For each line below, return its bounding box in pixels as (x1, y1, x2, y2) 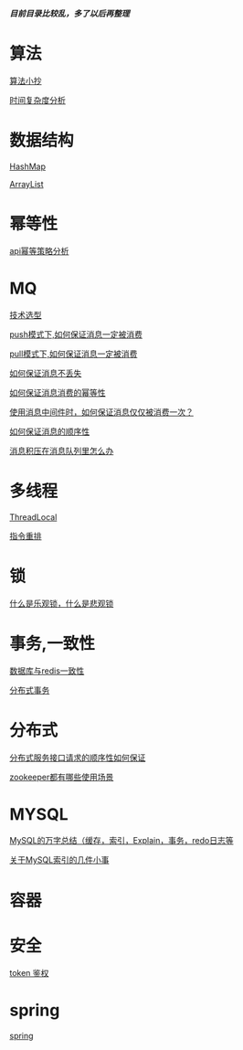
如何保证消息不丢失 (9, 367, 82, 378)
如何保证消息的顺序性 (9, 426, 90, 437)
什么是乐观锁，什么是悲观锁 (9, 598, 114, 609)
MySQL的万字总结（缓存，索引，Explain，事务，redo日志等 (9, 835, 234, 846)
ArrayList (9, 178, 44, 189)
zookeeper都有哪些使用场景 (9, 771, 114, 782)
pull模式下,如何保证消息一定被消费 (9, 348, 138, 359)
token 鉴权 (9, 967, 49, 978)
